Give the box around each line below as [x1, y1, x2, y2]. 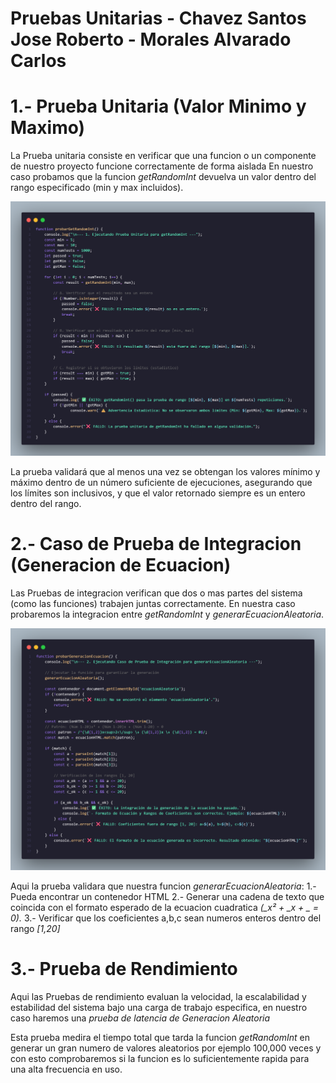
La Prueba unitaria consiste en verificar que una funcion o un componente [10, 150, 317, 162]
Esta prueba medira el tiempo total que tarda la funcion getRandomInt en [10, 1031, 310, 1043]
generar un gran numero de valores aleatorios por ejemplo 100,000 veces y [10, 1042, 322, 1054]
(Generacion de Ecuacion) [10, 554, 232, 577]
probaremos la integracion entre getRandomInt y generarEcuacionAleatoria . [10, 608, 325, 621]
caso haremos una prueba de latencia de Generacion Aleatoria [10, 1012, 271, 1024]
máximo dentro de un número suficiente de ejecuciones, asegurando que [10, 477, 313, 489]
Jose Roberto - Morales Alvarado [10, 28, 292, 51]
